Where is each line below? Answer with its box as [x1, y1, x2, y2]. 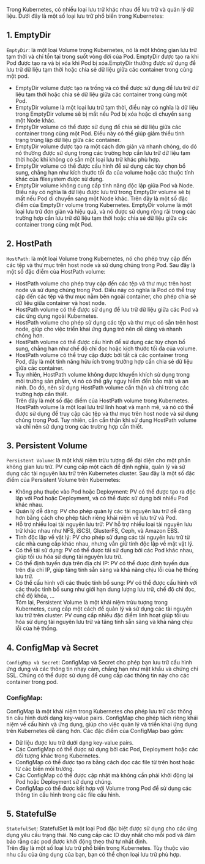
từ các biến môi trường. [15, 765, 75, 772]
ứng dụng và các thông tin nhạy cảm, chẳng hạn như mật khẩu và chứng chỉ [6, 665, 199, 673]
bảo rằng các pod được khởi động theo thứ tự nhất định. [6, 838, 148, 845]
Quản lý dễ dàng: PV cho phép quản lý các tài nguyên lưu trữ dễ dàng [15, 508, 192, 515]
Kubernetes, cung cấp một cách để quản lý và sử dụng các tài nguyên [15, 605, 193, 612]
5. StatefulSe [6, 808, 57, 819]
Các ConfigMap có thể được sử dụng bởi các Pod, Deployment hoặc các [15, 745, 198, 753]
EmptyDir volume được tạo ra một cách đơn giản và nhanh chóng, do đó [15, 143, 197, 150]
